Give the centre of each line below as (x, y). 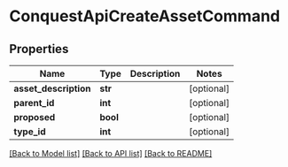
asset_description (52, 88)
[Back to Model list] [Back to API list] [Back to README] (111, 153)
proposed (35, 117)
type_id (30, 132)
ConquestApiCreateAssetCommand (145, 16)
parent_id (34, 103)
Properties (39, 49)
